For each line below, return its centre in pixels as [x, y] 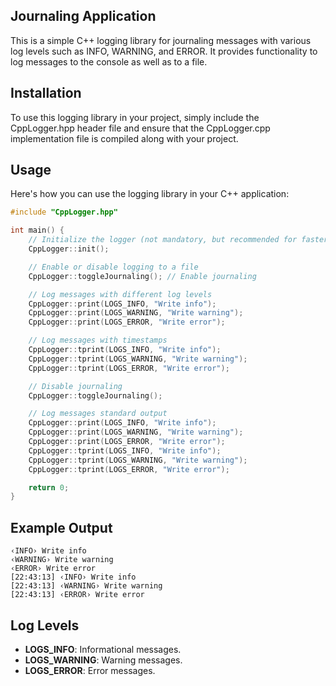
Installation [46, 93]
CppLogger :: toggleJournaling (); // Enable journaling [142, 276]
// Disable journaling [75, 386]
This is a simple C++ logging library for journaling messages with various [161, 40]
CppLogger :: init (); [69, 249]
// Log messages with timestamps [98, 340]
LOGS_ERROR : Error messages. [90, 670]
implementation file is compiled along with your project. [124, 138]
